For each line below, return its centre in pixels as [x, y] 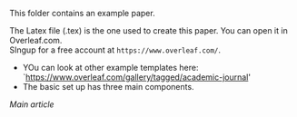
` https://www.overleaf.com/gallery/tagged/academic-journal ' [137, 77]
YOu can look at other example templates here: [110, 68]
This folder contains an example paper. [83, 13]
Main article [32, 104]
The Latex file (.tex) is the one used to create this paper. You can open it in [148, 30]
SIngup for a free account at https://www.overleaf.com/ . [115, 50]
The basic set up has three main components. [108, 87]
